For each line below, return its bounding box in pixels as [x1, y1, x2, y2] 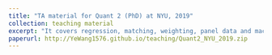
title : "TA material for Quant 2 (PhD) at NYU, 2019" [8, 11, 194, 20]
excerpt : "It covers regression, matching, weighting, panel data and [8, 27, 252, 35]
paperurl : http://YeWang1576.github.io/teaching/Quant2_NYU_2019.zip [8, 34, 249, 43]
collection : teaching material [8, 19, 114, 27]
